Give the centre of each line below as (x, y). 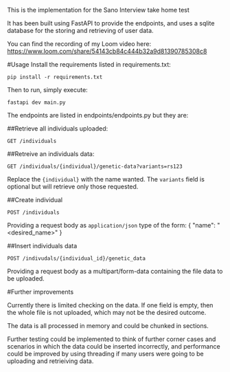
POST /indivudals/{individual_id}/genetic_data (77, 259)
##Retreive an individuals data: (51, 154)
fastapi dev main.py (37, 102)
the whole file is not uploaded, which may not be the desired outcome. (107, 313)
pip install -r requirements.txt (55, 77)
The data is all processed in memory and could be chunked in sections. (108, 326)
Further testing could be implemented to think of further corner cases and (112, 339)
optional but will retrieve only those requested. (73, 186)
